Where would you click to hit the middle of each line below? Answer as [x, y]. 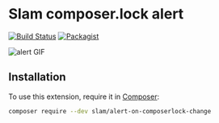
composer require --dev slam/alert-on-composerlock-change [110, 111]
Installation [37, 77]
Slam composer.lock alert [96, 14]
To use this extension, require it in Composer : [84, 96]
